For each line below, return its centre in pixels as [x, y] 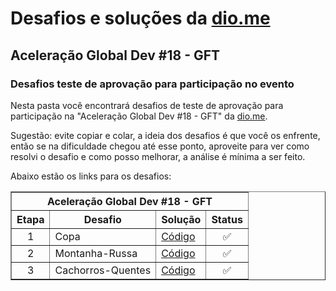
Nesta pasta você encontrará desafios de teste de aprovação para [147, 105]
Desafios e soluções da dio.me [140, 18]
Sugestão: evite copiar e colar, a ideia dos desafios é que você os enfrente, [165, 135]
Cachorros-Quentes [103, 270]
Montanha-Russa [96, 253]
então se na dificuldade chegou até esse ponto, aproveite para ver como [160, 146]
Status [227, 219]
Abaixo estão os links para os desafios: [91, 176]
